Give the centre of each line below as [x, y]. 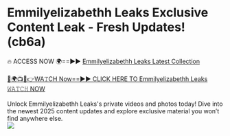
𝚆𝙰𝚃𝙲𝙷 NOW [26, 89]
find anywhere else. [35, 118]
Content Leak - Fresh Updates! [96, 27]
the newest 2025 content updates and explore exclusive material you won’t [113, 111]
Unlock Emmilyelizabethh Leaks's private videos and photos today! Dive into [115, 104]
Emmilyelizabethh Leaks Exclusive [108, 13]
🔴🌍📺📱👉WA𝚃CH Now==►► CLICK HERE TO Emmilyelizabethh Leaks [107, 79]
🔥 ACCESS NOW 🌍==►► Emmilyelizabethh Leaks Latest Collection [104, 61]
